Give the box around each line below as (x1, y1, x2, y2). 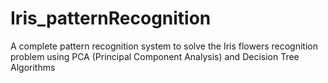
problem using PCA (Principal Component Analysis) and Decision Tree (10, 50, 300, 62)
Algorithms (10, 61, 56, 73)
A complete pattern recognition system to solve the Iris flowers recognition (10, 40, 318, 52)
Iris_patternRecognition (10, 7, 212, 30)
